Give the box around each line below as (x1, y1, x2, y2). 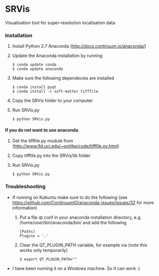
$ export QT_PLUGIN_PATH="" (19, 257, 77, 262)
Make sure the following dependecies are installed (12, 75, 114, 81)
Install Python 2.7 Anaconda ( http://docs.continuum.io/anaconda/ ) (12, 43, 146, 49)
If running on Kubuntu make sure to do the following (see (12, 194, 128, 200)
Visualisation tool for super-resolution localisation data (5, 20, 115, 26)
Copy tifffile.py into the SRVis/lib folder (12, 153, 91, 158)
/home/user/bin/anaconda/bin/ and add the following (19, 219, 127, 225)
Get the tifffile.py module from (12, 138, 74, 144)
